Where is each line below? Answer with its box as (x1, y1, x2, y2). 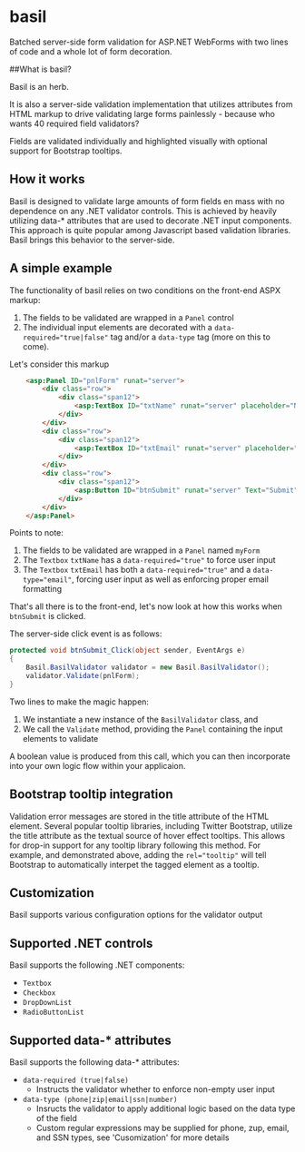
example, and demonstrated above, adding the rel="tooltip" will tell (9, 849, 267, 860)
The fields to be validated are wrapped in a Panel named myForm (22, 545, 261, 556)
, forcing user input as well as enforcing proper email (71, 574, 270, 585)
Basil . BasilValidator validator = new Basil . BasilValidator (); (25, 663, 271, 673)
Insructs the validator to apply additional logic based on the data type (35, 1103, 296, 1114)
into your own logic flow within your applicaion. (9, 760, 186, 771)
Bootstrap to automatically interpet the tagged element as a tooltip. (9, 859, 261, 870)
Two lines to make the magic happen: (9, 696, 150, 707)
